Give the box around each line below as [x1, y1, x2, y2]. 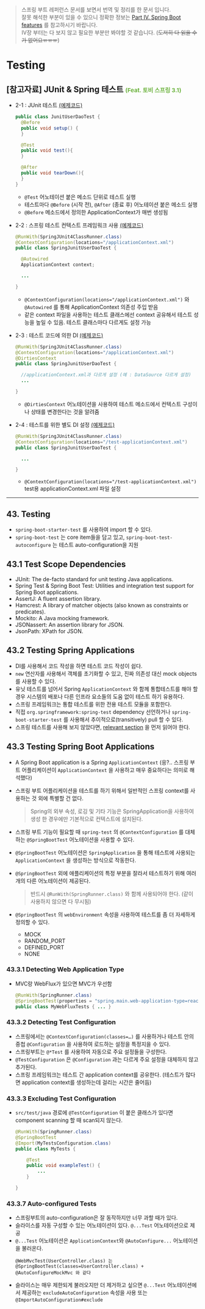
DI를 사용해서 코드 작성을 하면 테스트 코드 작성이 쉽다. [15, 662, 143, 669]
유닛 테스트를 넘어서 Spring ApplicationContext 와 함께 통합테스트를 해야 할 [15, 685, 198, 692]
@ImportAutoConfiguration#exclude [15, 1297, 103, 1303]
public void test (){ [21, 147, 73, 154]
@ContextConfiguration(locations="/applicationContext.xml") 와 [24, 295, 190, 303]
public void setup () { [21, 125, 79, 131]
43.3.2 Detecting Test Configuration [6, 1018, 116, 1026]
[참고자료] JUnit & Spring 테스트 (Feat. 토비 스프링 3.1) [6, 84, 182, 94]
